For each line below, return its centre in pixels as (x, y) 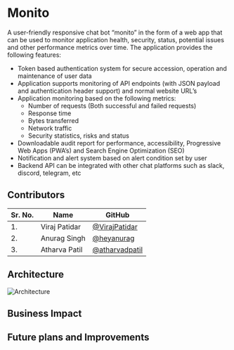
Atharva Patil (61, 249)
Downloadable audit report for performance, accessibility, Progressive (119, 143)
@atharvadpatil (117, 249)
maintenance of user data (55, 76)
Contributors (36, 195)
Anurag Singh (63, 238)
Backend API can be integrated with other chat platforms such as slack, (121, 165)
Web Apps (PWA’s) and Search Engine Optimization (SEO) (101, 150)
